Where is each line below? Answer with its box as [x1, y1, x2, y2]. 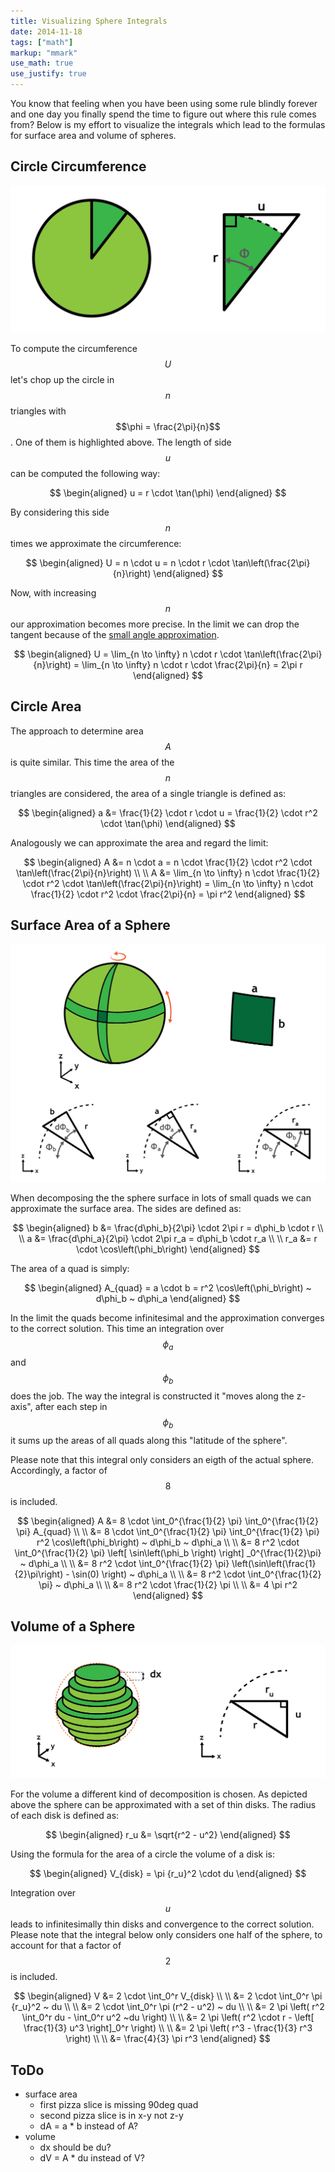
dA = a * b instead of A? [39, 2120, 138, 2132]
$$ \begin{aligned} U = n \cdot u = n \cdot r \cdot [25, 557, 230, 569]
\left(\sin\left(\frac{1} [231, 1557, 317, 1569]
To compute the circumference [10, 343, 138, 355]
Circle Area [10, 698, 82, 715]
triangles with [10, 405, 67, 417]
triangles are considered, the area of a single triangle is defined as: [10, 787, 287, 799]
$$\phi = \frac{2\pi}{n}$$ [115, 421, 221, 433]
